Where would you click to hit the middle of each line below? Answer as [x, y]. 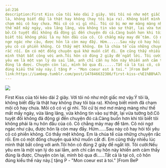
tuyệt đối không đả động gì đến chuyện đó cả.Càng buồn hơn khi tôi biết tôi [82, 118]
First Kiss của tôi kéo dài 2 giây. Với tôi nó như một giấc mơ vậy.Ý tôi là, [77, 97]
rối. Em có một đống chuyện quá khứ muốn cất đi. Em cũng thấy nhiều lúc [80, 139]
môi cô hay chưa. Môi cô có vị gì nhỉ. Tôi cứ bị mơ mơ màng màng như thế [80, 108]
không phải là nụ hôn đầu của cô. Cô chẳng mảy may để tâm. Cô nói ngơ [79, 124]
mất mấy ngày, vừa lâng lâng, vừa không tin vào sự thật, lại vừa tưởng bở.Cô [82, 113]
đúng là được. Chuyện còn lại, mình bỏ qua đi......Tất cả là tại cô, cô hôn [78, 155]
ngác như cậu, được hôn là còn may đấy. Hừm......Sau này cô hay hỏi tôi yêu [82, 128]
